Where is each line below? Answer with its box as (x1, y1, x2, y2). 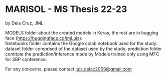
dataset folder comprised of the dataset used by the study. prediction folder (5, 45, 162, 51)
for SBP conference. (5, 56, 47, 62)
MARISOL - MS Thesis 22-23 (5, 3, 127, 15)
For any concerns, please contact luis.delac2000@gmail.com (5, 66, 132, 72)
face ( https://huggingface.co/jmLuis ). (5, 35, 83, 41)
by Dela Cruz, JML (5, 20, 44, 26)
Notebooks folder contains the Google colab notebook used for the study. (5, 40, 158, 46)
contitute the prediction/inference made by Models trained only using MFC (5, 51, 159, 57)
